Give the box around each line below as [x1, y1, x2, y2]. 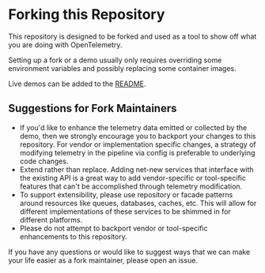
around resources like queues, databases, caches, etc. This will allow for [19, 198, 257, 208]
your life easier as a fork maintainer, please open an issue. [8, 255, 198, 265]
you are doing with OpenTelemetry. [8, 39, 123, 49]
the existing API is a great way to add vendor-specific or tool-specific [19, 173, 247, 182]
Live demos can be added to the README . [8, 79, 146, 88]
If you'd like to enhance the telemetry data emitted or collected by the [19, 122, 248, 132]
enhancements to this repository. [19, 231, 128, 241]
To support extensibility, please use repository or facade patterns [19, 189, 233, 199]
